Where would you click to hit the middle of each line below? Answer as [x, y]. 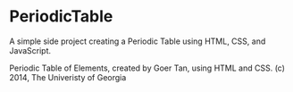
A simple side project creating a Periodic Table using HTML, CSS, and [138, 41]
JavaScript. [30, 50]
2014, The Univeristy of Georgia [68, 77]
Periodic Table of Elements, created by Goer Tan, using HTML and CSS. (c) [147, 68]
